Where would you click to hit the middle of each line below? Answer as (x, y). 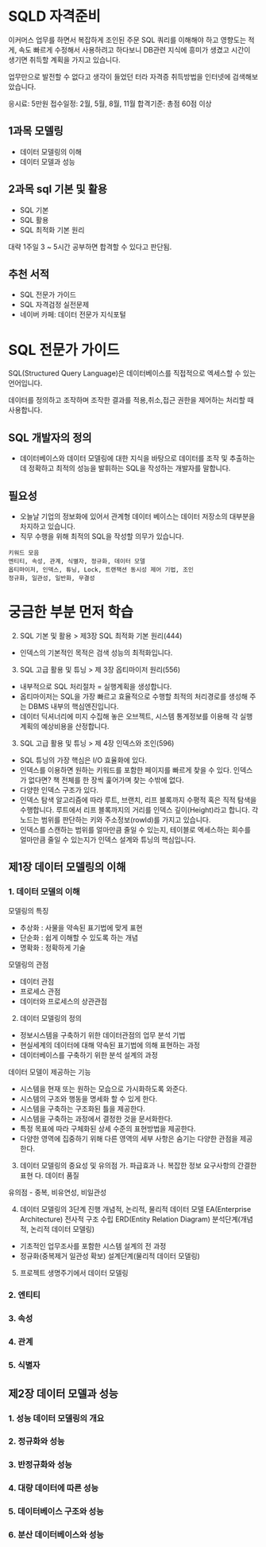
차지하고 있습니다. (47, 526)
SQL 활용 (34, 220)
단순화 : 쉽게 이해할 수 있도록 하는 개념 (79, 937)
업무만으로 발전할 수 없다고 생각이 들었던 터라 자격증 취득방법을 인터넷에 (120, 76)
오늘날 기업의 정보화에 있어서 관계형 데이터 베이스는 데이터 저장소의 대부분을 (137, 516)
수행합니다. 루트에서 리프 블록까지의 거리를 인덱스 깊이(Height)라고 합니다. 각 (139, 809)
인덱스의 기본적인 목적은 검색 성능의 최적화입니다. (96, 653)
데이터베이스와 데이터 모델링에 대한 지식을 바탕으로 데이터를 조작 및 (123, 458)
